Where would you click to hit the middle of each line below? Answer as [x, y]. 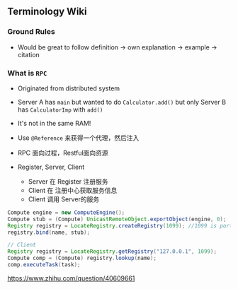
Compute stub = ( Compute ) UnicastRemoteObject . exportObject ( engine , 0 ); [117, 219]
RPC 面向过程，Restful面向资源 [63, 153]
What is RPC [27, 73]
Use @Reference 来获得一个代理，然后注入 [78, 138]
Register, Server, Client [51, 167]
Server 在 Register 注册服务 [68, 181]
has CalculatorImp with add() [60, 110]
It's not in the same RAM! [54, 123]
